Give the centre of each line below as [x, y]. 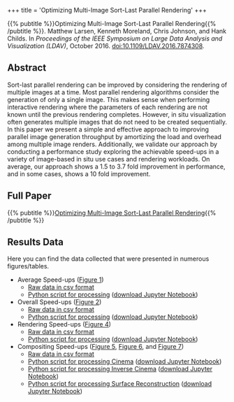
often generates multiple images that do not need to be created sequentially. [117, 122]
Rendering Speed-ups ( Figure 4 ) [64, 324]
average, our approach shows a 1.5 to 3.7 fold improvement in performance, [116, 166]
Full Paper [29, 196]
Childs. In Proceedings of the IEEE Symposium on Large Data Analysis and [115, 38]
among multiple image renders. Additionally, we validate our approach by [112, 144]
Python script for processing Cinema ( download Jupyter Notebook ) [125, 361]
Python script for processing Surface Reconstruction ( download [120, 384]
